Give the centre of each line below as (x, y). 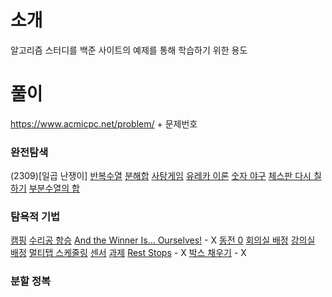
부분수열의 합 (54, 188)
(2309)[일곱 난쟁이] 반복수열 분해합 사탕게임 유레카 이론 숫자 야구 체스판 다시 (161, 176)
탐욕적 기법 (35, 217)
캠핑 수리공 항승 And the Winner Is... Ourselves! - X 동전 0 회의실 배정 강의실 (163, 240)
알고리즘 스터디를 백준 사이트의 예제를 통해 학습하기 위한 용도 (129, 50)
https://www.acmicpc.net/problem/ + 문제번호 (104, 123)
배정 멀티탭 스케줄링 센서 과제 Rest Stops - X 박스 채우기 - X (128, 253)
